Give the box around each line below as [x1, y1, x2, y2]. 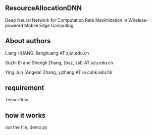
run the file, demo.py [5, 124, 48, 131]
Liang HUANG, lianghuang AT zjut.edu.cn [5, 50, 89, 56]
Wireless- [128, 17, 149, 23]
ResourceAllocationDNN [5, 4, 82, 12]
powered [5, 22, 23, 28]
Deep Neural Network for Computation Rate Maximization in [5, 17, 128, 23]
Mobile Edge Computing [24, 22, 74, 28]
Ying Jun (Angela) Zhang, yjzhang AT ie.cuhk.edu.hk [5, 69, 112, 75]
